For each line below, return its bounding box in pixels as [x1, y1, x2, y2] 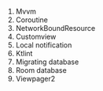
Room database [15, 66, 67, 74]
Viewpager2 [15, 74, 56, 83]
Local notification [15, 40, 72, 50]
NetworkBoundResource [15, 24, 96, 32]
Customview [15, 32, 57, 41]
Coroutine [15, 15, 49, 25]
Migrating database [15, 57, 79, 66]
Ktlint [15, 49, 33, 58]
